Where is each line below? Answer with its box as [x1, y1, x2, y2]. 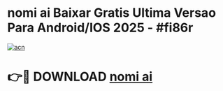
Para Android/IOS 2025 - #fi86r [7, 20, 194, 36]
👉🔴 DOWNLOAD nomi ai [7, 69, 153, 85]
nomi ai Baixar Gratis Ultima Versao [7, 5, 217, 21]
